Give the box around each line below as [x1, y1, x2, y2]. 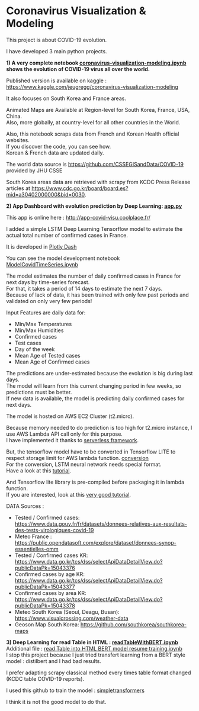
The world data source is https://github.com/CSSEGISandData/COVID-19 [6, 160, 184, 168]
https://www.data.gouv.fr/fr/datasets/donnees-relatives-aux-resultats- [14, 520, 188, 527]
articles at [6, 185, 31, 192]
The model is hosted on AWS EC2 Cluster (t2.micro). [6, 413, 134, 420]
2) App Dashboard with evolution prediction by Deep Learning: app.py [6, 202, 182, 210]
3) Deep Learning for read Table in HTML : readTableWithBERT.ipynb [6, 638, 179, 646]
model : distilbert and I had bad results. [6, 657, 102, 664]
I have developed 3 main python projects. [6, 47, 108, 54]
